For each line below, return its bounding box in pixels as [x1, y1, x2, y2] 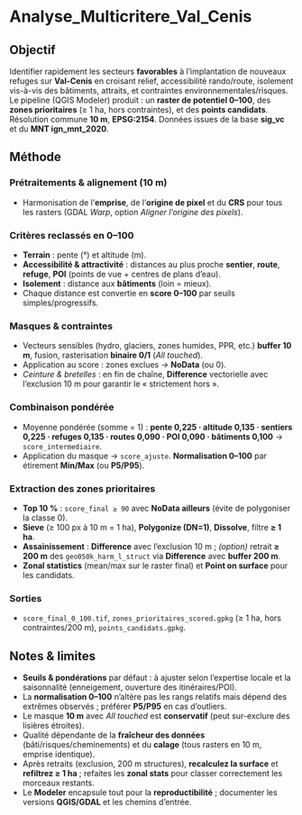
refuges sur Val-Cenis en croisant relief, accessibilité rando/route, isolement [9, 76, 294, 86]
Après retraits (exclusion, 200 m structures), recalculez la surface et [22, 758, 279, 769]
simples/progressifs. [22, 297, 99, 308]
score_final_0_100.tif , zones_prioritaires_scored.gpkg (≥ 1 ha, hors [22, 612, 282, 623]
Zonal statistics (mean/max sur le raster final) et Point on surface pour [22, 560, 288, 571]
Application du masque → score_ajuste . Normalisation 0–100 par [22, 450, 268, 461]
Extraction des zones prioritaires [9, 482, 156, 494]
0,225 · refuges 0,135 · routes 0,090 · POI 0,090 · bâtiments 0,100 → [22, 430, 284, 442]
